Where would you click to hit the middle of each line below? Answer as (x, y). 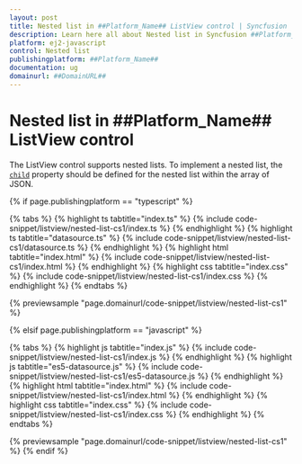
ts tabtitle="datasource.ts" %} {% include (86, 237)
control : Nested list (50, 51)
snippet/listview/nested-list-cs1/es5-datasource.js (102, 376)
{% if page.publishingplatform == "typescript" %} (101, 201)
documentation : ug (44, 68)
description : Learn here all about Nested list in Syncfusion (128, 34)
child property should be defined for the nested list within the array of (139, 174)
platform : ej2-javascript (58, 43)
